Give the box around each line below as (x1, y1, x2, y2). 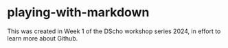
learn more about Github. (7, 34, 78, 42)
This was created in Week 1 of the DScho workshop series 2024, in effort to (7, 27, 221, 35)
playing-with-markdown (7, 5, 150, 20)
